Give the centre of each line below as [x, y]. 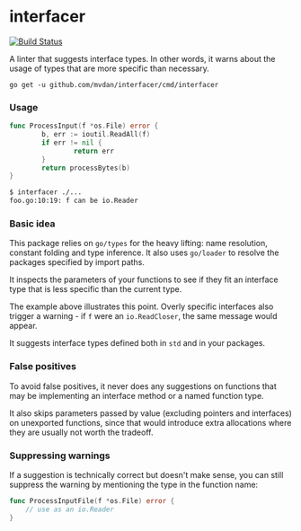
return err [94, 151]
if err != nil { [72, 142]
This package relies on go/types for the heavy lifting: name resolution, [138, 243]
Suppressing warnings [60, 456]
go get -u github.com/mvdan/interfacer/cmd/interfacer [114, 84]
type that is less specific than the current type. [96, 289]
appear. [23, 326]
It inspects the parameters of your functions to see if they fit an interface [144, 279]
